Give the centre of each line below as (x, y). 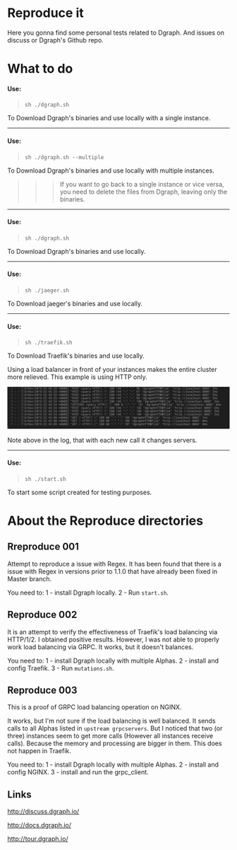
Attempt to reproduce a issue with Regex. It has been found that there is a (115, 564)
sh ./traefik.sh (48, 343)
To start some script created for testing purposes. (80, 492)
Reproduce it (45, 13)
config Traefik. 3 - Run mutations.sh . (61, 668)
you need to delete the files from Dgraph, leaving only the (144, 192)
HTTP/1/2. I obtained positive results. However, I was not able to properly (114, 639)
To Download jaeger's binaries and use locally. (75, 303)
